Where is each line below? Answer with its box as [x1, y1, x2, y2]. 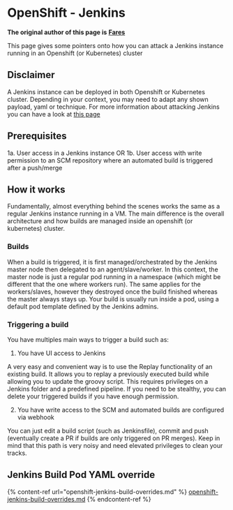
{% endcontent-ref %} [87, 495, 151, 503]
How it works [7, 183, 66, 195]
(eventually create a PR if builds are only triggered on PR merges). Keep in [7, 434, 220, 442]
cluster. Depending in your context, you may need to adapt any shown [7, 95, 209, 103]
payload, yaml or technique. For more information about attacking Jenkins [7, 103, 220, 111]
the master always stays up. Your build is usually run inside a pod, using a [7, 294, 220, 303]
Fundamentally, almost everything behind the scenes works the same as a [7, 202, 220, 211]
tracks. [7, 449, 27, 457]
